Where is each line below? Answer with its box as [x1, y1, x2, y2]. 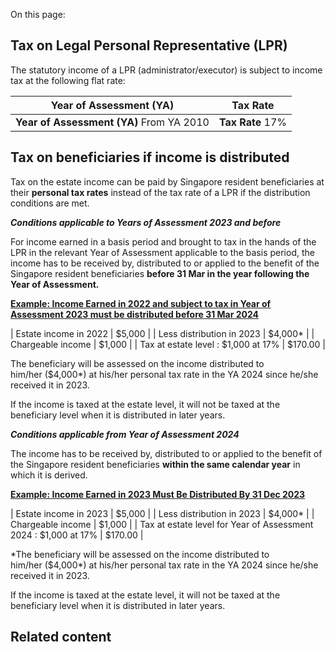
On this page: [10, 9, 66, 20]
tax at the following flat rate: [10, 74, 126, 86]
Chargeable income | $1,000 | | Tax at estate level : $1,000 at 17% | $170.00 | [10, 338, 326, 350]
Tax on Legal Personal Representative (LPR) [10, 37, 288, 54]
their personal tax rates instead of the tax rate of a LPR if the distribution [10, 186, 311, 198]
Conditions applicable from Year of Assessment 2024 [10, 428, 240, 440]
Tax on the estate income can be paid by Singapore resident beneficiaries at [10, 175, 325, 188]
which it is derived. [10, 469, 88, 481]
